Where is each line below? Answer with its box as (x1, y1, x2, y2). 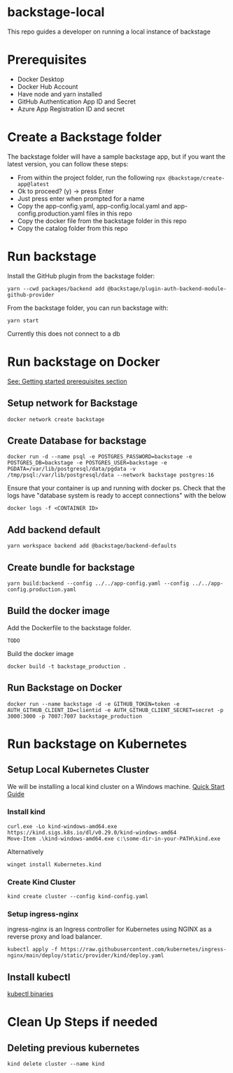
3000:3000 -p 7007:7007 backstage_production (7, 713, 142, 720)
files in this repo (86, 209, 133, 218)
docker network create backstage (7, 415, 105, 423)
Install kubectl (7, 971, 71, 983)
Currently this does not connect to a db (7, 329, 120, 338)
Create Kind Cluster (7, 877, 76, 887)
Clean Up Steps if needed (7, 1014, 158, 1030)
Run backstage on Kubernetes (7, 736, 188, 752)
